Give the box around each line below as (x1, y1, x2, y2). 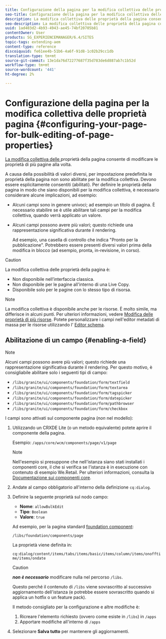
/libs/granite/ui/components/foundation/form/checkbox (12, 406, 128, 411)
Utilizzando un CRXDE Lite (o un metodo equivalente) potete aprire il (12, 425, 152, 431)
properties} (5, 140, 53, 151)
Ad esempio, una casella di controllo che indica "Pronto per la (12, 237, 138, 243)
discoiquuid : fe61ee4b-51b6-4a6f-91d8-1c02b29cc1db (5, 49, 114, 54)
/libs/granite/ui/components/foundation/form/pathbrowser (12, 401, 134, 406)
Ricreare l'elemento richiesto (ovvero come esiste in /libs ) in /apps (19, 613, 157, 619)
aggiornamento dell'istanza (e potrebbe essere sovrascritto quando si (12, 589, 155, 595)
